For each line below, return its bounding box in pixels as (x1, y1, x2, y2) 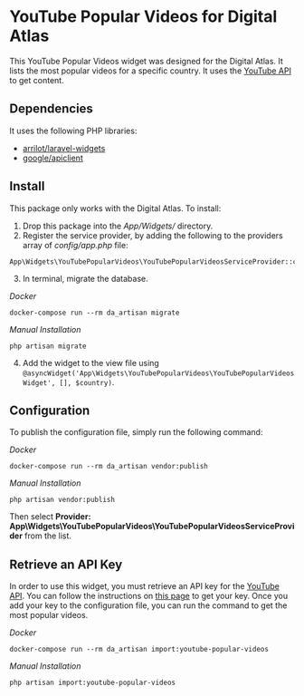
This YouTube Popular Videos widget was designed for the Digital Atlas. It (9, 55, 283, 66)
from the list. (24, 530, 72, 541)
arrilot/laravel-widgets (22, 142, 106, 153)
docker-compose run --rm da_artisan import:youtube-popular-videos (9, 645, 270, 654)
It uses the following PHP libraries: (9, 125, 138, 136)
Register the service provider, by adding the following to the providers (22, 229, 283, 241)
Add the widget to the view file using (22, 357, 160, 368)
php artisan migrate (9, 342, 88, 351)
